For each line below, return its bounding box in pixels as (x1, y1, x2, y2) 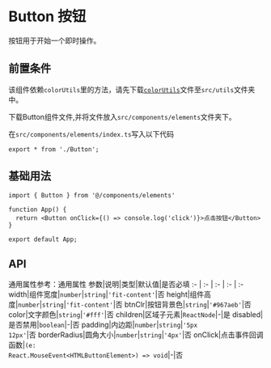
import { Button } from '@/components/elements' (8, 191, 176, 199)
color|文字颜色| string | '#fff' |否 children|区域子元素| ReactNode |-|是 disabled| (8, 310, 264, 319)
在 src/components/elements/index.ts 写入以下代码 (8, 129, 175, 138)
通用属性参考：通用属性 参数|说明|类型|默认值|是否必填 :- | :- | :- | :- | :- (8, 280, 244, 290)
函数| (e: (8, 341, 36, 350)
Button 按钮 (8, 7, 87, 26)
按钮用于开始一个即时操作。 (8, 36, 101, 45)
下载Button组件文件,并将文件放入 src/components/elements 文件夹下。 (8, 112, 236, 121)
